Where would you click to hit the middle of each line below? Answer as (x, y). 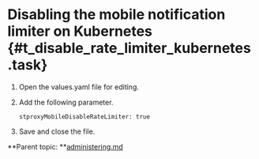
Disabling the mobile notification (116, 15)
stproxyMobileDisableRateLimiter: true (84, 116)
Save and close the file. (57, 131)
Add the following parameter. (66, 102)
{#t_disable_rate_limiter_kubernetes (129, 48)
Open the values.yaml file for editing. (79, 87)
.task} (28, 65)
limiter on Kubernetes (80, 31)
